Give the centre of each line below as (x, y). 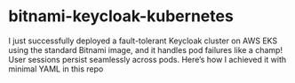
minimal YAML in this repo (56, 69)
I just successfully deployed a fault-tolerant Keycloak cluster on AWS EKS (143, 41)
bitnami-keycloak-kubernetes (121, 16)
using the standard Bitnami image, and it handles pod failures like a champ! (146, 49)
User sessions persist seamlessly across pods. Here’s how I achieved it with (147, 59)
